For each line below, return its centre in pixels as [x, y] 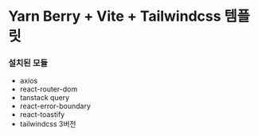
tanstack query [45, 98]
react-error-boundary [55, 106]
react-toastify [42, 115]
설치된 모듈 [28, 63]
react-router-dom [49, 89]
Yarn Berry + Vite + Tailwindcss [115, 16]
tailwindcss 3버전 [48, 124]
